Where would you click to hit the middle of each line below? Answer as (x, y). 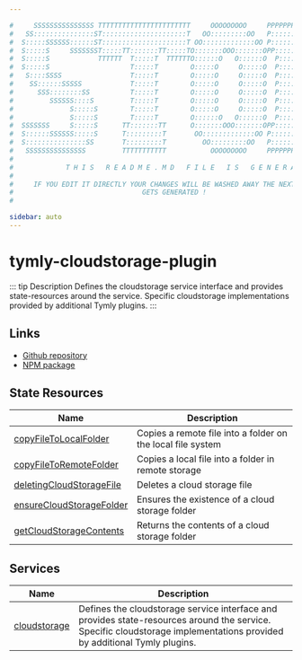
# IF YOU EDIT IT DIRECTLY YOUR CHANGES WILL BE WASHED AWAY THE (142, 184)
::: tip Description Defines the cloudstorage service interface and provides (147, 286)
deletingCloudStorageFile (67, 485)
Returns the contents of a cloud (203, 525)
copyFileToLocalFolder (62, 439)
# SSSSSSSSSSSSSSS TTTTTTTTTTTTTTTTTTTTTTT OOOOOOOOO (128, 25)
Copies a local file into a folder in (205, 459)
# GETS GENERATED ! (108, 193)
